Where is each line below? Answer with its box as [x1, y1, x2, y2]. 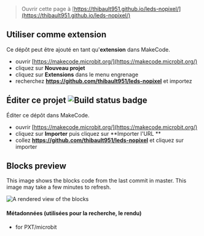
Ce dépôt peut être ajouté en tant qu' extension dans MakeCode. [6, 45, 170, 53]
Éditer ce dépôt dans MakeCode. [6, 111, 90, 119]
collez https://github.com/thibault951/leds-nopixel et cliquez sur [15, 136, 184, 144]
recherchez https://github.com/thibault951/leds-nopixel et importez [15, 77, 192, 85]
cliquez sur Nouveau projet [15, 64, 85, 71]
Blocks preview [6, 161, 66, 171]
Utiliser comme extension [6, 29, 107, 40]
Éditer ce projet [6, 95, 66, 106]
